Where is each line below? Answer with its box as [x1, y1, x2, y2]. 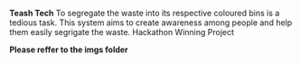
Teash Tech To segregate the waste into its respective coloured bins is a [9, 8, 280, 18]
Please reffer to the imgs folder [9, 44, 128, 55]
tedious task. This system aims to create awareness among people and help [9, 17, 293, 28]
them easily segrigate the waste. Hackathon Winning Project [9, 27, 235, 37]
